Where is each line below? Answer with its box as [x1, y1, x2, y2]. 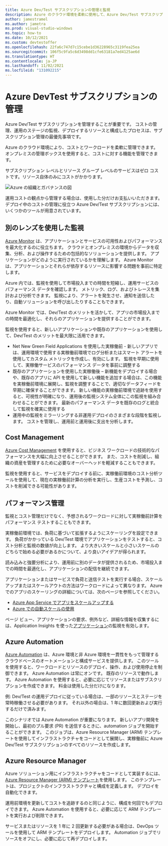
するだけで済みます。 [5, 706, 49, 712]
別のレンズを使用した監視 [5, 224, 84, 232]
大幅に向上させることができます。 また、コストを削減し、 [35, 453, 155, 459]
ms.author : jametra [5, 21, 46, 27]
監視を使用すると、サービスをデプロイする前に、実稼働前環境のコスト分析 [5, 470, 158, 476]
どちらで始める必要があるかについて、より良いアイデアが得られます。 [5, 549, 149, 555]
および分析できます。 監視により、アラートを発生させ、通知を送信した [9, 292, 155, 298]
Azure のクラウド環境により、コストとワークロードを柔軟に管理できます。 [5, 144, 158, 150]
